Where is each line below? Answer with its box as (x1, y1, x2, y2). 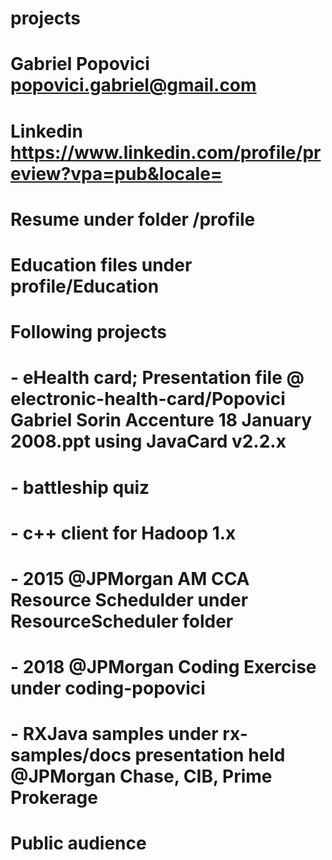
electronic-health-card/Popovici (10, 388, 286, 411)
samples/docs (10, 744, 132, 767)
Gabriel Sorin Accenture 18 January (10, 409, 313, 432)
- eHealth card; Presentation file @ (10, 367, 305, 389)
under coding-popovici (10, 677, 206, 700)
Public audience (10, 832, 147, 855)
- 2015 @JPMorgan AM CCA (10, 567, 250, 590)
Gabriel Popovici (10, 53, 150, 76)
